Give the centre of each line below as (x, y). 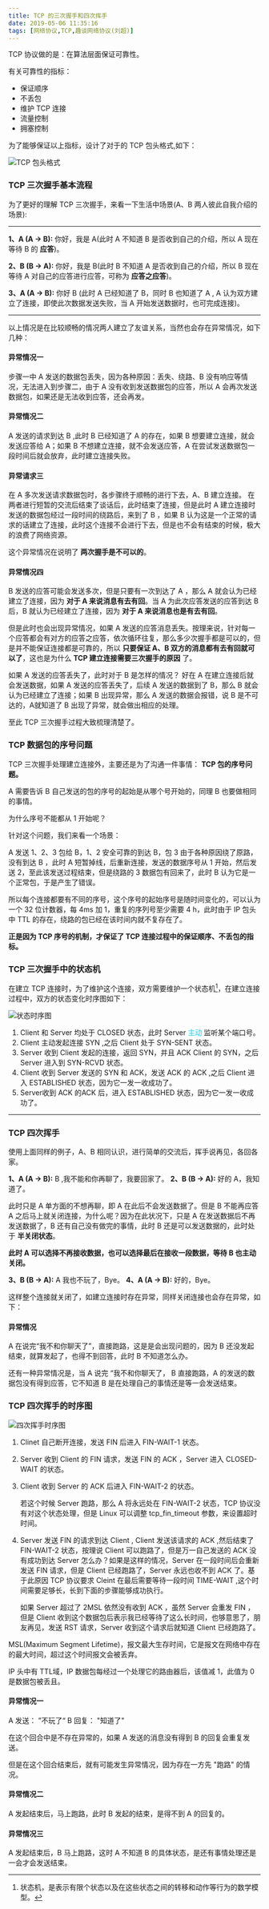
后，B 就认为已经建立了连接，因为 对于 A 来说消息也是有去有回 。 (115, 611)
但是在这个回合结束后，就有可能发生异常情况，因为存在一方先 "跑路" (121, 1764)
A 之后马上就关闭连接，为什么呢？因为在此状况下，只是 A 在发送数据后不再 (132, 1216)
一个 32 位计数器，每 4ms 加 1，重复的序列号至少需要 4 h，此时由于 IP (124, 909)
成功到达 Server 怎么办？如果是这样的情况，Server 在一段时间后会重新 (143, 1560)
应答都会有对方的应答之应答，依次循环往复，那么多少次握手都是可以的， (134, 638)
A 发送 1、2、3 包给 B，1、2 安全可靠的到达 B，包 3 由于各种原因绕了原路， (133, 852)
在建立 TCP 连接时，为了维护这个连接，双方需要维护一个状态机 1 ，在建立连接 (134, 988)
